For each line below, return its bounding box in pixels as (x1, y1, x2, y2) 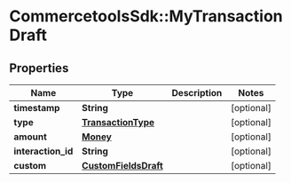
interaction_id (13, 145, 74, 157)
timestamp (13, 102, 60, 114)
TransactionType (81, 116, 155, 128)
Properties (9, 60, 69, 76)
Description (171, 87, 223, 99)
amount (13, 131, 47, 143)
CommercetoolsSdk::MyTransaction (9, 6, 284, 27)
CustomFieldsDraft (81, 160, 164, 171)
